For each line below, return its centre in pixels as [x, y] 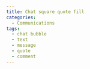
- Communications [33, 23]
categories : [21, 17]
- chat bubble [29, 34]
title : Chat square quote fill [45, 12]
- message [24, 46]
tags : [13, 28]
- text [20, 40]
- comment [24, 56]
